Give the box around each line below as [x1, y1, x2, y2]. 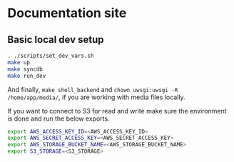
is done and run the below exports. [7, 114, 110, 123]
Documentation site [7, 5, 127, 21]
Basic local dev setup [7, 34, 105, 46]
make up [7, 59, 31, 66]
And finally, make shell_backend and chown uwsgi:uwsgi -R [7, 85, 178, 93]
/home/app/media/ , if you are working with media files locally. [7, 93, 185, 101]
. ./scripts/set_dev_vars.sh [7, 52, 94, 59]
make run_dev [7, 72, 46, 79]
